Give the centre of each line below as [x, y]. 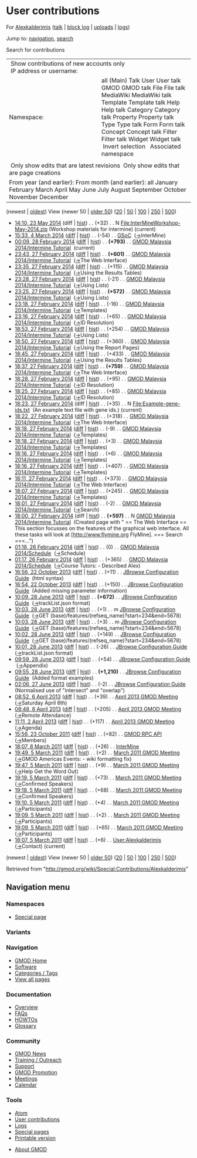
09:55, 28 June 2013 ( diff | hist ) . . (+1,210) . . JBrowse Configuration [98, 671]
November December [39, 197]
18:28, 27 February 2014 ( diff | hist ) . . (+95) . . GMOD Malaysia [90, 378]
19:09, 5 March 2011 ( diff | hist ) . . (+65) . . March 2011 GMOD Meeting [99, 827]
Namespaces [26, 904]
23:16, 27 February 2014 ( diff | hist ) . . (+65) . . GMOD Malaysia [90, 316]
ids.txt [22, 409]
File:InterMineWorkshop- [150, 223]
